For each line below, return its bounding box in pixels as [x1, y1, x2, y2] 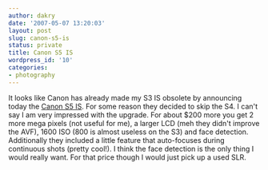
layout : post [8, 26, 52, 34]
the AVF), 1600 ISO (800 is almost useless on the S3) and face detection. [8, 127, 249, 136]
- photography [8, 71, 56, 79]
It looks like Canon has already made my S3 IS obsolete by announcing [8, 93, 242, 102]
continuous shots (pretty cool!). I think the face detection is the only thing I [8, 144, 254, 153]
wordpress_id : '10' [8, 57, 74, 65]
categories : [8, 64, 48, 72]
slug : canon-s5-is [8, 34, 70, 42]
